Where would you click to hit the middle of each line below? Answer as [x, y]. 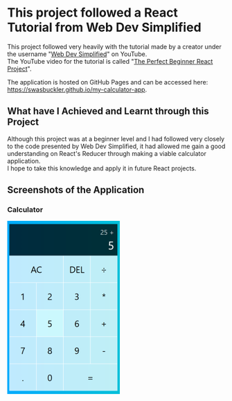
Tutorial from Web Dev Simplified [105, 27]
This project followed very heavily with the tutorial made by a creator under [114, 46]
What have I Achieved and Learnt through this [108, 111]
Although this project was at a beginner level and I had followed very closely [116, 139]
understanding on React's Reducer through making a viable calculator [107, 153]
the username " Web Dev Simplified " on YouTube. [77, 54]
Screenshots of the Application [76, 190]
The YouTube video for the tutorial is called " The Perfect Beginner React [110, 61]
